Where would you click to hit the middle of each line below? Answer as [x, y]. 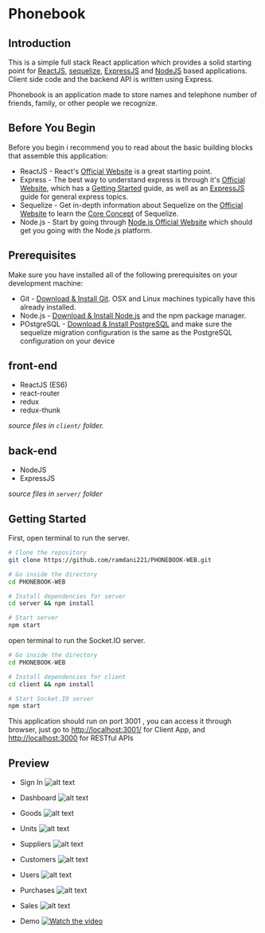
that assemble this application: [58, 155]
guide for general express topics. [74, 197]
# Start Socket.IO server [51, 699]
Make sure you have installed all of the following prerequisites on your [123, 275]
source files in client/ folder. [56, 426]
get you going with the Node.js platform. [86, 230]
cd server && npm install [51, 603]
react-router [40, 393]
